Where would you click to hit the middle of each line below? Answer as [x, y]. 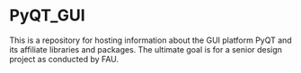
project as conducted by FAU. [64, 59]
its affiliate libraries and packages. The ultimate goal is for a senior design [146, 49]
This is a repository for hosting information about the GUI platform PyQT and [150, 40]
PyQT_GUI [47, 16]
